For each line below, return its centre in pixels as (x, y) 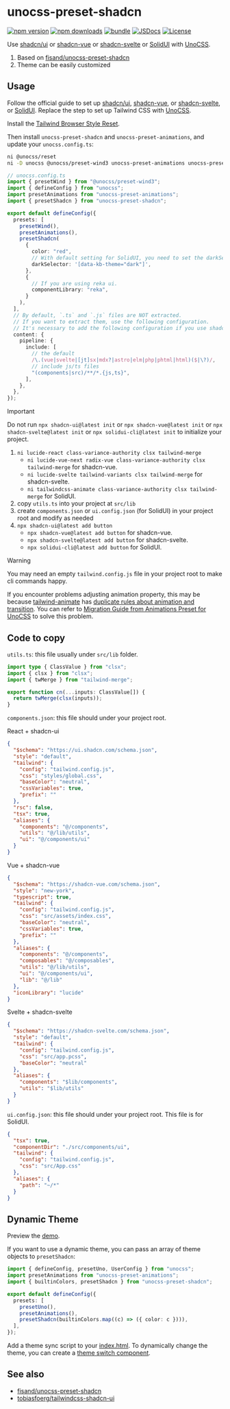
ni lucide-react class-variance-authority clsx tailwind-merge (109, 453)
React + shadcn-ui (33, 731)
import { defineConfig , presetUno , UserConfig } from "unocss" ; (101, 1269)
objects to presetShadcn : (41, 1257)
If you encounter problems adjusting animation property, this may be (104, 595)
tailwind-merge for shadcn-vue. (72, 467)
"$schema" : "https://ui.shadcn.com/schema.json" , (85, 750)
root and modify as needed (55, 518)
